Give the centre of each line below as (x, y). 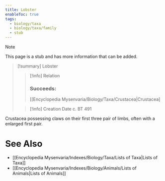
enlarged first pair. (24, 124)
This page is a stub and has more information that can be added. (71, 57)
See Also (24, 144)
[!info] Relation (45, 76)
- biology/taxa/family (33, 28)
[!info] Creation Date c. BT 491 (61, 109)
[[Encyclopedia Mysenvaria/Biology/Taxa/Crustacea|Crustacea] (95, 99)
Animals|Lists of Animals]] (39, 174)
